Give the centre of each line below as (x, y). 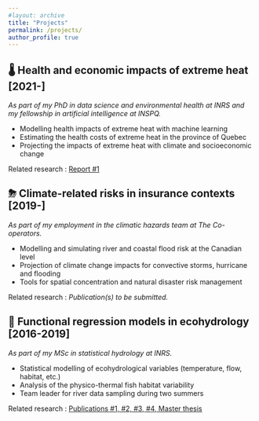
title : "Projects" (38, 23)
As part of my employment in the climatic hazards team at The (109, 225)
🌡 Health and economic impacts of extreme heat (128, 70)
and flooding (40, 273)
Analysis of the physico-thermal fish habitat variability (107, 385)
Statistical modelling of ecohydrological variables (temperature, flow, (130, 368)
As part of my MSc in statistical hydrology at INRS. (90, 353)
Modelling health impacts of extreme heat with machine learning (124, 129)
